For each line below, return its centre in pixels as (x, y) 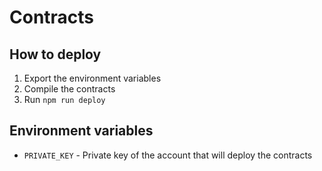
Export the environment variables (92, 78)
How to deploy (55, 54)
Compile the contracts (69, 89)
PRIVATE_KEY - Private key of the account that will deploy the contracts (168, 155)
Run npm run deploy (64, 99)
